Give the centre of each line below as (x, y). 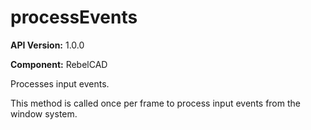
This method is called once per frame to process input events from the (155, 103)
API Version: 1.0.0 (47, 45)
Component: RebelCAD (59, 64)
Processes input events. (60, 83)
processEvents (74, 17)
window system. (44, 113)
